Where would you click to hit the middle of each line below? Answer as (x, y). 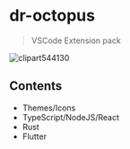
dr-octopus (52, 16)
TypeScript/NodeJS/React (70, 117)
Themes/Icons (49, 108)
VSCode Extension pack (76, 40)
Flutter (35, 136)
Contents (36, 86)
